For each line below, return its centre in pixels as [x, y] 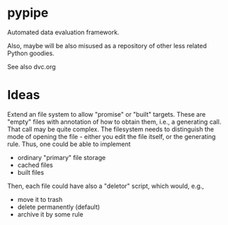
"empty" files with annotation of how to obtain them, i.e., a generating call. [114, 122]
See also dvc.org [31, 66]
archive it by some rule [50, 214]
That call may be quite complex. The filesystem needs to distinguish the [111, 129]
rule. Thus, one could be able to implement [69, 144]
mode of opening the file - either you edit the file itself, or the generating [112, 136]
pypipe [28, 13]
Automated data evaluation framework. [63, 32]
